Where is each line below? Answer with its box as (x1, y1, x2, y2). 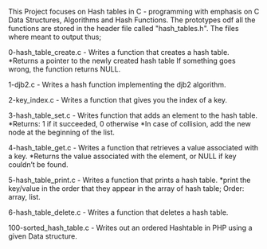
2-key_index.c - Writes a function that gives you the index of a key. (8, 95, 228, 104)
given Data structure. (8, 231, 77, 241)
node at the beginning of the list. (8, 127, 116, 137)
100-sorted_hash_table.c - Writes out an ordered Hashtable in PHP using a (8, 223, 253, 232)
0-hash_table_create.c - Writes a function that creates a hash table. (8, 48, 230, 56)
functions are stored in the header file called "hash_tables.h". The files (8, 24, 239, 33)
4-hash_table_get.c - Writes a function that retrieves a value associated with (8, 143, 259, 152)
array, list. (8, 193, 41, 201)
